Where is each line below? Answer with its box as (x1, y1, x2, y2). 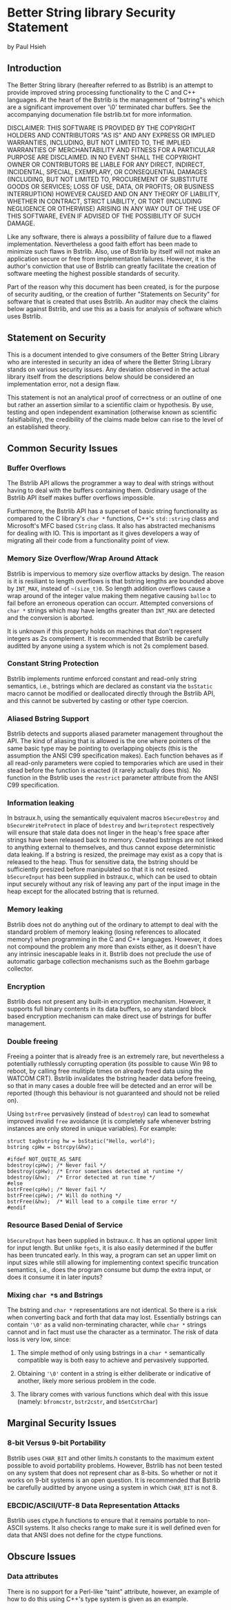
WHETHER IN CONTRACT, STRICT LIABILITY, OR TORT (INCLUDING (7, 197, 202, 205)
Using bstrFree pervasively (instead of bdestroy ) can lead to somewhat (7, 1110, 210, 1118)
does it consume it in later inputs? (7, 1273, 103, 1281)
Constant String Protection (7, 659, 99, 668)
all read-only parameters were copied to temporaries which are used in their (7, 759, 224, 767)
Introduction (7, 62, 62, 74)
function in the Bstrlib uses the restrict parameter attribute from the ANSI (7, 774, 219, 782)
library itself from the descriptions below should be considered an (7, 372, 194, 381)
